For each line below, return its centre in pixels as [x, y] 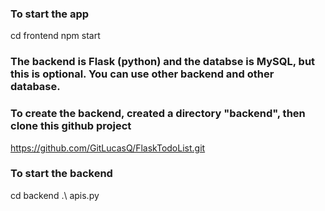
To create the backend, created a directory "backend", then [158, 114]
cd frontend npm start [55, 36]
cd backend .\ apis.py [55, 195]
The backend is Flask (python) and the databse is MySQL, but [163, 62]
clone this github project [71, 126]
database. [35, 87]
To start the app [50, 14]
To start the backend [61, 174]
